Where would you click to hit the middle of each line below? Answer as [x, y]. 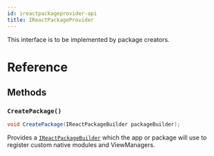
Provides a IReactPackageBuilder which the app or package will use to [107, 137]
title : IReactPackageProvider [51, 20]
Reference [37, 67]
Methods [27, 92]
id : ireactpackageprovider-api [52, 13]
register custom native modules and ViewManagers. [81, 145]
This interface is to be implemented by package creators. [89, 39]
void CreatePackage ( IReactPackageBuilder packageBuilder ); [94, 124]
